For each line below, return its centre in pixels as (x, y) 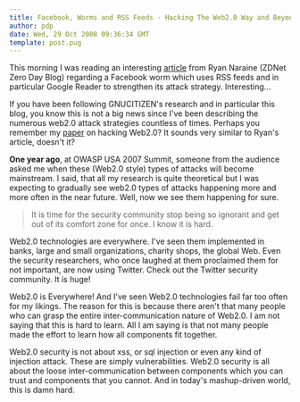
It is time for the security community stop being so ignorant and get (155, 214)
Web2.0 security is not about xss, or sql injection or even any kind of (135, 352)
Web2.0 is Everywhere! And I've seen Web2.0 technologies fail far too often (149, 297)
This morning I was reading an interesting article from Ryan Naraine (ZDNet (148, 68)
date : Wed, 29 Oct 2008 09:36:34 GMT (79, 34)
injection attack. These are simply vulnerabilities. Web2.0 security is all (140, 362)
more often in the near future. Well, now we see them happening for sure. (144, 197)
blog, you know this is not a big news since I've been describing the (134, 113)
